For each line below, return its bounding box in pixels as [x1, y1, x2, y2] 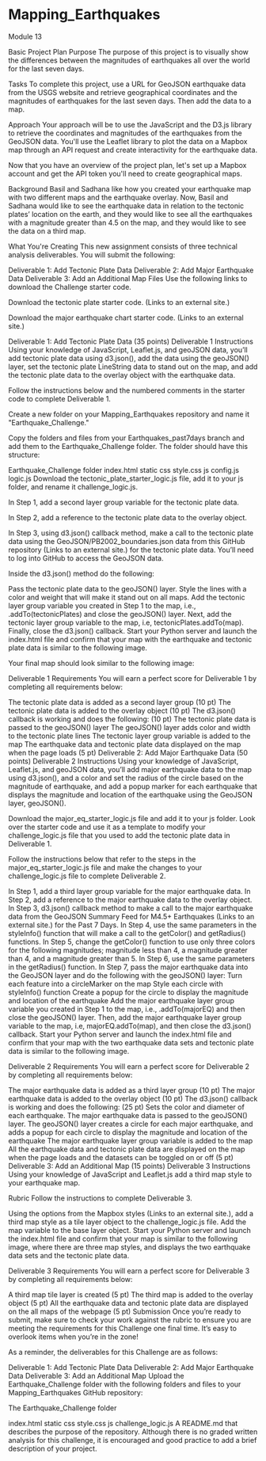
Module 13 [8, 32, 42, 41]
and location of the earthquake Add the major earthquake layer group [8, 995, 235, 1005]
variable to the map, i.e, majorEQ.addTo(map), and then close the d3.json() [8, 1021, 252, 1030]
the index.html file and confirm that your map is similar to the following [8, 1234, 238, 1243]
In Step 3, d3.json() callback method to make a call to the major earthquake [8, 903, 253, 912]
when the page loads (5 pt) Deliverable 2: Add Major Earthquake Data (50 [8, 748, 248, 757]
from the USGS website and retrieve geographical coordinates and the [8, 87, 237, 97]
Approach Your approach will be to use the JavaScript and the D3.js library [8, 120, 252, 129]
